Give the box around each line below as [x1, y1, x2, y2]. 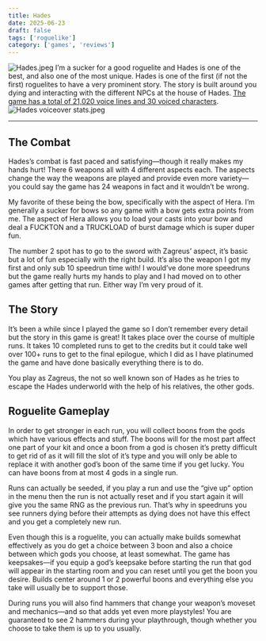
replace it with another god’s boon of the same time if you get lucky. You [8, 459, 245, 469]
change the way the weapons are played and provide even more [8, 173, 218, 182]
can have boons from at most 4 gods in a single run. [8, 467, 178, 477]
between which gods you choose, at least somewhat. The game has [8, 549, 230, 558]
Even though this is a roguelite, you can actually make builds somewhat [8, 532, 241, 542]
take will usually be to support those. [8, 582, 128, 592]
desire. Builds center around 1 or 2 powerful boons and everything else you [8, 574, 253, 584]
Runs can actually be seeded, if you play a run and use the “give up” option [8, 483, 253, 493]
